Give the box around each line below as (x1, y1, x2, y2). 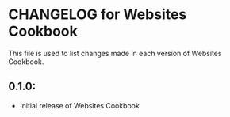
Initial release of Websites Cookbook (19, 100, 140, 110)
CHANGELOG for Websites (8, 6, 187, 24)
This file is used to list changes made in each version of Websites (8, 48, 222, 58)
